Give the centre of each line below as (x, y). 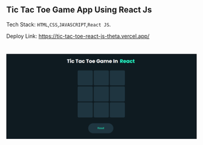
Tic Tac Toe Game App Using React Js (79, 10)
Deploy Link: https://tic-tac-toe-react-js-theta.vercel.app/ (78, 36)
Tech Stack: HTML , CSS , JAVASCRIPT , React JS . (59, 24)
